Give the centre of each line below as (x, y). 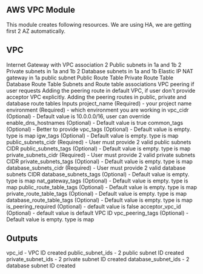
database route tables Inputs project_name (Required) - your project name (99, 103)
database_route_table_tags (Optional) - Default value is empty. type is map (99, 200)
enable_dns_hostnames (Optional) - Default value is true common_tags (95, 122)
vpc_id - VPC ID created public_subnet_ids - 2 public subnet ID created (95, 253)
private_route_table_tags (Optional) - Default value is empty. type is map (96, 193)
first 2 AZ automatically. (36, 31)
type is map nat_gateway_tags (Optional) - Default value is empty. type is (97, 181)
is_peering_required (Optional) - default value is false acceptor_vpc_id (94, 206)
